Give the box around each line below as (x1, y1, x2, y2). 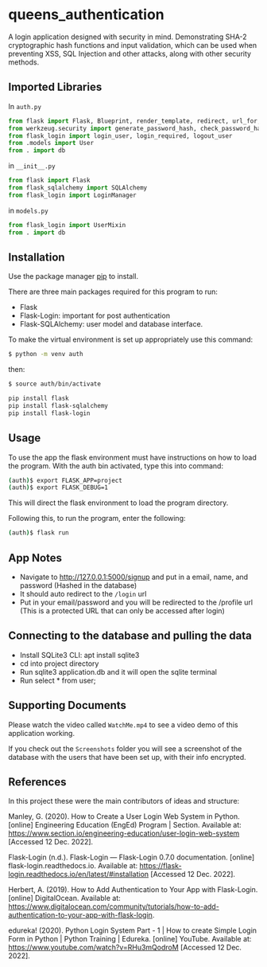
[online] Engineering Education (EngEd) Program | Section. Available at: (8, 820, 242, 830)
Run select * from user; (19, 675, 97, 685)
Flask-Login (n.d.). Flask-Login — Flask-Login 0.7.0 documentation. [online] (8, 852, 255, 862)
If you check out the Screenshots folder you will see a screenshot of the (8, 743, 242, 754)
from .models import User (8, 139, 94, 147)
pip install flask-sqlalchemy (8, 401, 109, 409)
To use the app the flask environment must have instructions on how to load (8, 452, 257, 462)
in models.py (8, 206, 49, 215)
